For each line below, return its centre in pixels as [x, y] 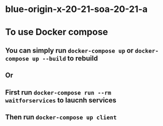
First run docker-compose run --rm [58, 92]
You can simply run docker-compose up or [69, 50]
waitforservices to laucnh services [61, 100]
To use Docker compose [57, 32]
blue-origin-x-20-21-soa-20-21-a [76, 9]
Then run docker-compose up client [61, 117]
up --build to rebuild [65, 58]
